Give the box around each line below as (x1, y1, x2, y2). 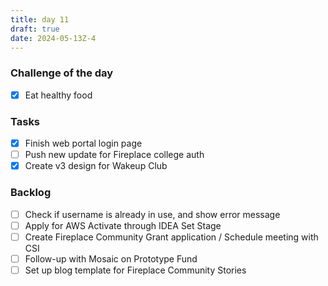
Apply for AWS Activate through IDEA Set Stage (24, 219, 222, 231)
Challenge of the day (10, 66, 114, 80)
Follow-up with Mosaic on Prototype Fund (24, 252, 198, 265)
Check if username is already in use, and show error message (24, 208, 281, 220)
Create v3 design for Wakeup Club (24, 160, 168, 172)
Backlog (10, 186, 52, 200)
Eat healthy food (24, 89, 93, 101)
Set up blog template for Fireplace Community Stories (24, 264, 247, 276)
